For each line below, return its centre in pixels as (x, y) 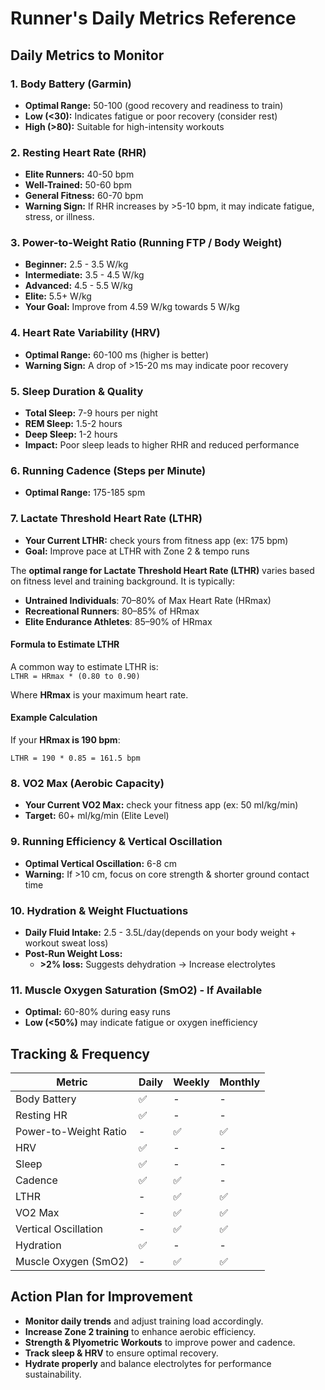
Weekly (191, 1082)
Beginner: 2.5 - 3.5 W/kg (76, 264)
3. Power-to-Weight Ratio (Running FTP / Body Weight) (146, 243)
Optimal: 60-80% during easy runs (97, 1012)
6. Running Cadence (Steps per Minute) (108, 470)
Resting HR (41, 1115)
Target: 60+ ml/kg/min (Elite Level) (97, 816)
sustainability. (53, 1374)
